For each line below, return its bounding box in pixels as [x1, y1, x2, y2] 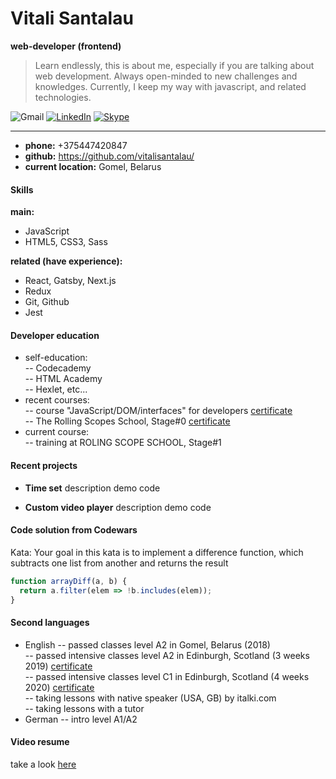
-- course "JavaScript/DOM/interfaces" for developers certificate [24, 405, 293, 417]
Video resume [10, 736, 70, 748]
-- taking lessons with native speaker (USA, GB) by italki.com [24, 692, 277, 704]
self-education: [24, 352, 88, 364]
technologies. [34, 91, 92, 103]
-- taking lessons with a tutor [24, 702, 145, 714]
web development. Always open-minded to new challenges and [34, 70, 298, 82]
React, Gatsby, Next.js [24, 275, 117, 287]
